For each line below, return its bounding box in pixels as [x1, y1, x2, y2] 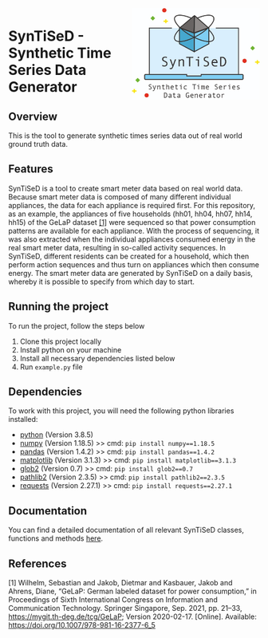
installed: [8, 415, 38, 424]
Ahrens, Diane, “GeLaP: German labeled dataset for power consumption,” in [8, 586, 257, 597]
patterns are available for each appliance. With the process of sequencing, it [8, 226, 260, 235]
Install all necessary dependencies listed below [19, 353, 175, 363]
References [8, 557, 67, 570]
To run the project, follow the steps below [8, 321, 145, 330]
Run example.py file [19, 362, 83, 372]
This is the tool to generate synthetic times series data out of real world [8, 131, 243, 140]
